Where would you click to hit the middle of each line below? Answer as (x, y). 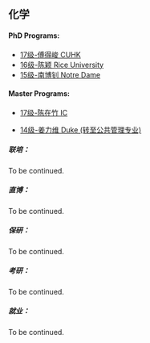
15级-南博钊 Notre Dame (60, 74)
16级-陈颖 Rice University (62, 65)
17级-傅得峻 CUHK (51, 54)
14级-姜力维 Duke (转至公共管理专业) (81, 130)
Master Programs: (39, 94)
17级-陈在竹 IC (44, 112)
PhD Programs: (34, 36)
